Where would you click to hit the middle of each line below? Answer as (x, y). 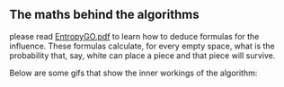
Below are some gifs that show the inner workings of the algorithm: (133, 73)
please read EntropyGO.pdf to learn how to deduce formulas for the (134, 36)
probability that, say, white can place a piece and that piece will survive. (142, 55)
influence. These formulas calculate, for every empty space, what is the (142, 46)
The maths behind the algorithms (104, 15)
